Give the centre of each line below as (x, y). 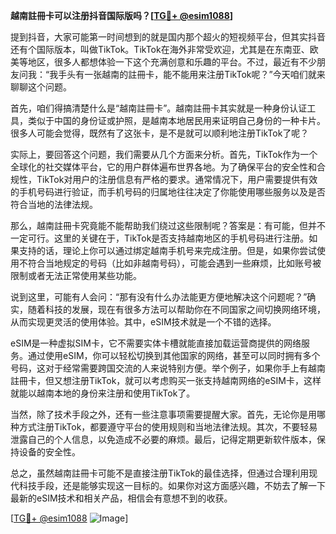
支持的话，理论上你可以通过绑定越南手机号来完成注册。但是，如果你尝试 (167, 250)
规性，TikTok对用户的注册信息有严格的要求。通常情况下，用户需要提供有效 (164, 179)
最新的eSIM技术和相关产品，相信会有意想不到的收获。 (121, 498)
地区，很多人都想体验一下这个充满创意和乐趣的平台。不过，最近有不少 (172, 62)
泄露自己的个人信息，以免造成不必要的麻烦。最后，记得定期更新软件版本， (163, 439)
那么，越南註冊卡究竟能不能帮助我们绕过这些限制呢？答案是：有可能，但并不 (168, 225)
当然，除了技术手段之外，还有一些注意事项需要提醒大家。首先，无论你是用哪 (168, 414)
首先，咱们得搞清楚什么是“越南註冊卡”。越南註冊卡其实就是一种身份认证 (159, 108)
